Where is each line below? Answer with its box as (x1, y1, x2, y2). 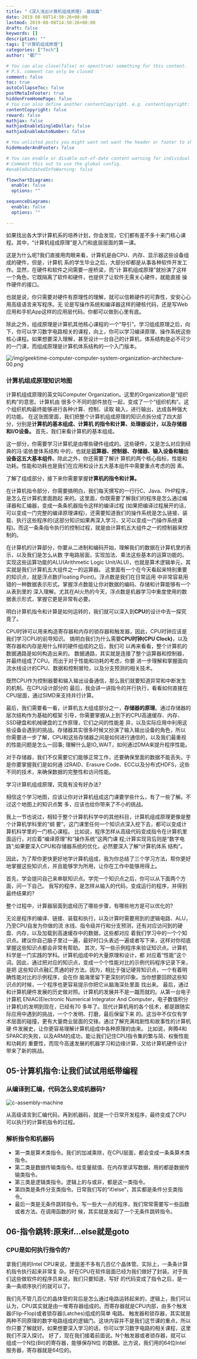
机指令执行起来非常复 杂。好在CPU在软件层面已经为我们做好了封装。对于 (6, 1268, 183, 1275)
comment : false (6, 74, 43, 80)
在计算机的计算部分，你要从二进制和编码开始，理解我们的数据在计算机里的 (6, 544, 186, 551)
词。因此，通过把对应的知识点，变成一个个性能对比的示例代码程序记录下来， (6, 959, 191, 966)
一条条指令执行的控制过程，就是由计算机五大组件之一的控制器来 (28, 524, 183, 531)
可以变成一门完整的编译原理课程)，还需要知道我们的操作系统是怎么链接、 (6, 509, 183, 516)
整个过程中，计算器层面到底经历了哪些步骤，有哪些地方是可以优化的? (6, 902, 174, 909)
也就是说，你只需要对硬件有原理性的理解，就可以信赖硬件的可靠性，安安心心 (6, 293, 191, 300)
